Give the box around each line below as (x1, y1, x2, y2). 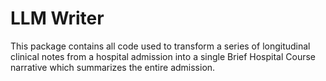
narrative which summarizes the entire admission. (10, 61, 216, 73)
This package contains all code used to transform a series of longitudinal (10, 40, 311, 52)
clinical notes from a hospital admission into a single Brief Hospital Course (10, 50, 317, 62)
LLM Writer (10, 7, 105, 30)
